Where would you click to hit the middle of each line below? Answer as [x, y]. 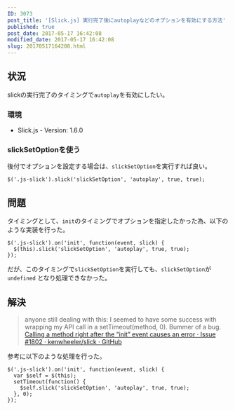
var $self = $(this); [45, 376]
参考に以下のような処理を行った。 [56, 356]
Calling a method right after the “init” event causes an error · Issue [120, 334]
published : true [31, 27]
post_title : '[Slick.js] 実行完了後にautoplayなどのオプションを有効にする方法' [116, 20]
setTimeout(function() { [50, 382]
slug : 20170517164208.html [47, 46]
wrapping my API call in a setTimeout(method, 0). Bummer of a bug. [123, 327]
